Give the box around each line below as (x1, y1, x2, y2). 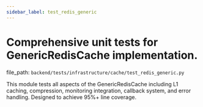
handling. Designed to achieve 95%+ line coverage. (6, 93, 136, 101)
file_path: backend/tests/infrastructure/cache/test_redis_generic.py (6, 68, 185, 76)
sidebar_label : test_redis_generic (6, 9, 97, 15)
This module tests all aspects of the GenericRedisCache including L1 (6, 80, 179, 87)
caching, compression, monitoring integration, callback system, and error (6, 87, 191, 94)
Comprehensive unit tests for (6, 35, 158, 49)
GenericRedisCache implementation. (6, 48, 198, 62)
